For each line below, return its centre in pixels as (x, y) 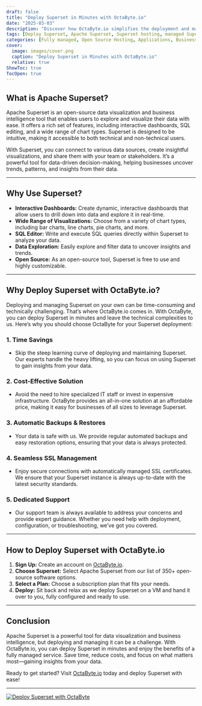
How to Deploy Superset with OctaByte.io (86, 550)
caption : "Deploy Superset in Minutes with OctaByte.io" (84, 57)
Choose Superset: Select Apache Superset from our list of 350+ (95, 571)
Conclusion (28, 621)
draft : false (23, 12)
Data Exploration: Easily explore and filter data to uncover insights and (103, 246)
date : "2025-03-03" (31, 23)
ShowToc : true (24, 68)
